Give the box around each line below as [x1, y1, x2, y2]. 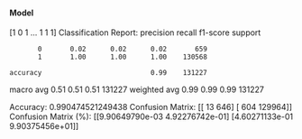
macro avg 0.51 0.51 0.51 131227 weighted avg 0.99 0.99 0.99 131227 [9, 84, 264, 95]
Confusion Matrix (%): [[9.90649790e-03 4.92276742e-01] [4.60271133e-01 [9, 111, 294, 122]
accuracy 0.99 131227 [9, 69, 207, 78]
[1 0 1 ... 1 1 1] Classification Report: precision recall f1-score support [9, 27, 261, 38]
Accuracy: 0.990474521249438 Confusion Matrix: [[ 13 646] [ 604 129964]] [9, 102, 293, 113]
